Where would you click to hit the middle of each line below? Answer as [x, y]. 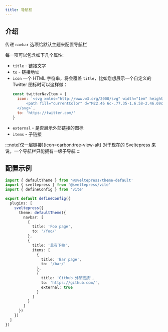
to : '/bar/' [53, 264]
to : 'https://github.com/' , [70, 283]
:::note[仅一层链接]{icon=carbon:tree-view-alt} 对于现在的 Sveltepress [78, 145]
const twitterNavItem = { [39, 94]
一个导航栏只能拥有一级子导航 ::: [47, 151]
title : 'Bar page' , [61, 259]
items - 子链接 [27, 134]
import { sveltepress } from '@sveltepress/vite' [58, 185]
